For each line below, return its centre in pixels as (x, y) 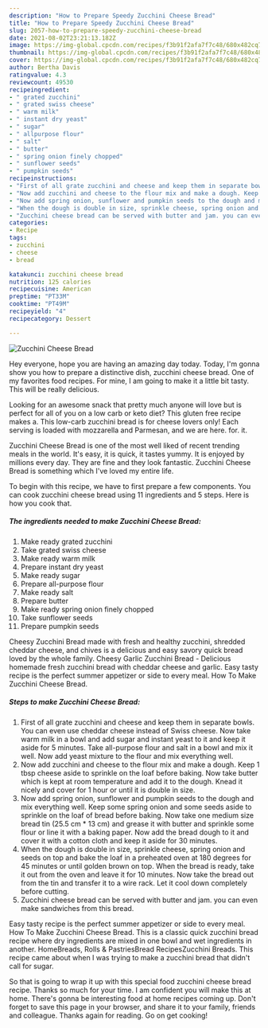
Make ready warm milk (58, 558)
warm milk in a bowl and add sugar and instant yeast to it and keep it (133, 739)
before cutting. (45, 891)
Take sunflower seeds (57, 617)
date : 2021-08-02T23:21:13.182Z (62, 38)
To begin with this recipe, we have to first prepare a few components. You (130, 486)
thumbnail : (27, 53)
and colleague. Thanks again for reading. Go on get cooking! (109, 1015)
